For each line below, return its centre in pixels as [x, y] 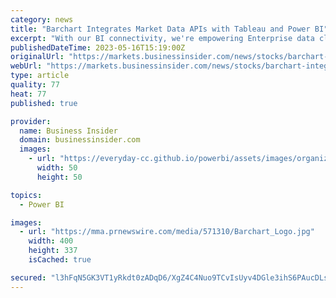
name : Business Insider [68, 131]
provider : [31, 121]
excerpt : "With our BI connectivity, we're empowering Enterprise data [162, 38]
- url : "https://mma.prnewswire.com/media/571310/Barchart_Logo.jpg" [167, 232]
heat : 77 [28, 94]
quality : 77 [35, 85]
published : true [44, 103]
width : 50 [57, 168]
